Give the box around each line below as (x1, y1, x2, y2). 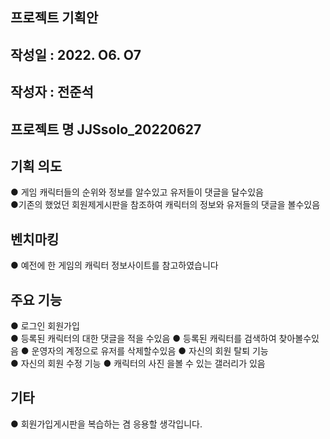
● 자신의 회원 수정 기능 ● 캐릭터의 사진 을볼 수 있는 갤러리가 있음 (10, 358, 266, 369)
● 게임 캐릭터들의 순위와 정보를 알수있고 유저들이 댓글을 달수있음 (10, 186, 264, 198)
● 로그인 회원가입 (10, 320, 80, 332)
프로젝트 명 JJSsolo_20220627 (10, 121, 202, 138)
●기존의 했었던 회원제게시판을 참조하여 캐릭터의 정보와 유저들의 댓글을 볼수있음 (10, 199, 321, 211)
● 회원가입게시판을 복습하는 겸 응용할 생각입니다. (10, 418, 203, 430)
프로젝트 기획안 (10, 9, 99, 27)
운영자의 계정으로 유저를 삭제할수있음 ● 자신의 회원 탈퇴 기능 (31, 345, 269, 357)
